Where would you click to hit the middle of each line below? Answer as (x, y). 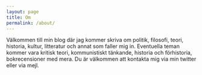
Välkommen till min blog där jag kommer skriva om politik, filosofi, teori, (95, 40)
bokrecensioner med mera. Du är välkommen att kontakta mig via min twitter (101, 59)
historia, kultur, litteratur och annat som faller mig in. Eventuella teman (93, 46)
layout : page (23, 12)
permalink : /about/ (31, 23)
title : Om (19, 17)
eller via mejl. (23, 65)
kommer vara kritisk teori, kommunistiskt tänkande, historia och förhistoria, (99, 53)
